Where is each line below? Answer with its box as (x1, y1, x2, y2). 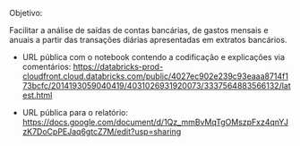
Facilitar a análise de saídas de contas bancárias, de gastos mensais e (9, 25, 269, 35)
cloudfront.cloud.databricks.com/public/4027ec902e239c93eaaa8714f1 (21, 71, 289, 82)
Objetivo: (9, 8, 43, 18)
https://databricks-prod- (73, 62, 164, 72)
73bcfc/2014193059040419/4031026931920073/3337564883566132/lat (21, 81, 291, 90)
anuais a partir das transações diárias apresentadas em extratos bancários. (9, 35, 287, 45)
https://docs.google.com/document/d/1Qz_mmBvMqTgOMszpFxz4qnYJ (21, 116, 289, 127)
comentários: (21, 62, 72, 72)
